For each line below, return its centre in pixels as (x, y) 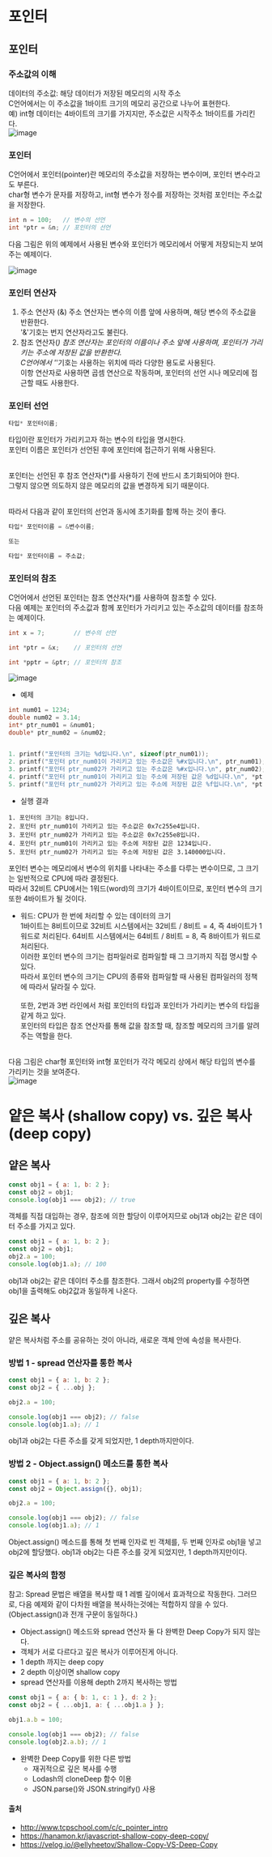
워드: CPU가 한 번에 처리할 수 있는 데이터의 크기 (96, 915)
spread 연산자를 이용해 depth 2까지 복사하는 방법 (99, 1682)
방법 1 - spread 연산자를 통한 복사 (70, 1363)
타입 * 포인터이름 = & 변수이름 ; (52, 527)
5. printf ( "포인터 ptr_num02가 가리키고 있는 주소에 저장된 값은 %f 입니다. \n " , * (132, 784)
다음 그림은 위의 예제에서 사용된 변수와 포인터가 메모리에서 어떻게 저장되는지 (128, 244)
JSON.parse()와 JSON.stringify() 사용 (94, 1789)
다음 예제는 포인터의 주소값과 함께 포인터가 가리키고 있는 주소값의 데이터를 (125, 607)
